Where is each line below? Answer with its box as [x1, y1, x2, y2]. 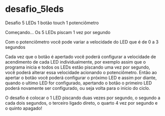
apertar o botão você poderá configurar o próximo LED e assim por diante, [5, 75, 157, 80]
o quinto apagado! [5, 105, 42, 111]
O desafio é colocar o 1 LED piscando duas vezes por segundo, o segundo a [5, 95, 161, 101]
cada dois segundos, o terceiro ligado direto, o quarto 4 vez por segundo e [5, 100, 158, 106]
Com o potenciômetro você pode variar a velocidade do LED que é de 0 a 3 [5, 39, 159, 45]
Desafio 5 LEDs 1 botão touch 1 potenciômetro [5, 20, 99, 26]
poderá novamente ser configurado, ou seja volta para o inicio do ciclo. [5, 85, 151, 91]
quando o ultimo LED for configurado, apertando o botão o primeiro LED [5, 80, 152, 86]
